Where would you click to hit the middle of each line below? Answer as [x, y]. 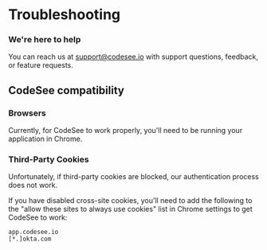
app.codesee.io [33, 232]
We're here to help [45, 40]
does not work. [33, 186]
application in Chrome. [45, 139]
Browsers [27, 113]
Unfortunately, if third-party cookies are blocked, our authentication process [133, 177]
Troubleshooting [65, 15]
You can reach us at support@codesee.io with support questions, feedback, [133, 57]
